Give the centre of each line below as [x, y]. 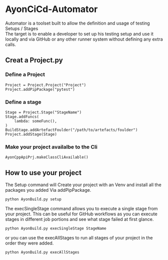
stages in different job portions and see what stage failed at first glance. [79, 219]
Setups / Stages [22, 28]
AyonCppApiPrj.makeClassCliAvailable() [47, 157]
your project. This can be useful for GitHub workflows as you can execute [81, 214]
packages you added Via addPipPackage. [48, 190]
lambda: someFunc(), [36, 121]
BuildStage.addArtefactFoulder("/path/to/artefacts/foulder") [71, 130]
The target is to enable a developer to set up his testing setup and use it [79, 34]
